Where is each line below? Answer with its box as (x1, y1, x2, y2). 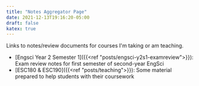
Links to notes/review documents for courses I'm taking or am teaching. (6, 42, 184, 49)
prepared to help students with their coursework (14, 73, 135, 80)
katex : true (6, 25, 36, 32)
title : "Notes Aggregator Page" (6, 8, 87, 15)
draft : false (6, 20, 39, 26)
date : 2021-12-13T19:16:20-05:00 (6, 14, 90, 20)
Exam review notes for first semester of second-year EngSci (14, 60, 164, 67)
